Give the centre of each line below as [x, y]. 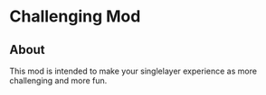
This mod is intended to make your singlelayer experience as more [133, 71]
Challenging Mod [75, 17]
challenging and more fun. [58, 81]
